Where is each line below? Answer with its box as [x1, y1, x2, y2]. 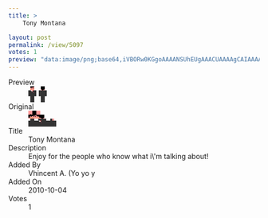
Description [8, 143, 46, 152]
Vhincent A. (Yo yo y [28, 169, 96, 177]
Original [8, 102, 34, 111]
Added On [8, 177, 42, 186]
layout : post [8, 33, 52, 41]
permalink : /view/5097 [8, 41, 84, 49]
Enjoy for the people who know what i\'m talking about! [28, 152, 209, 161]
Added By [8, 160, 41, 169]
